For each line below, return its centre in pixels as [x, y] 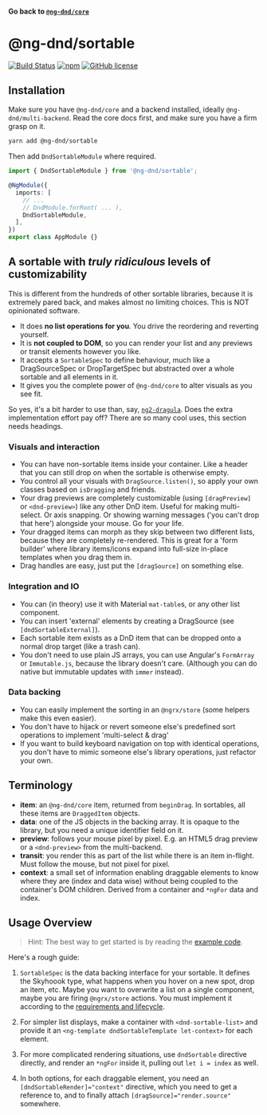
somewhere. [40, 1104]
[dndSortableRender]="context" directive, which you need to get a [128, 1087]
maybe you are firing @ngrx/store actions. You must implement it [126, 998]
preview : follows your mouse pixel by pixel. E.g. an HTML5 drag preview [139, 838]
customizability [48, 275]
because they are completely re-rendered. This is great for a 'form [129, 540]
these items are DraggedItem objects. [80, 813]
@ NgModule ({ [28, 186]
